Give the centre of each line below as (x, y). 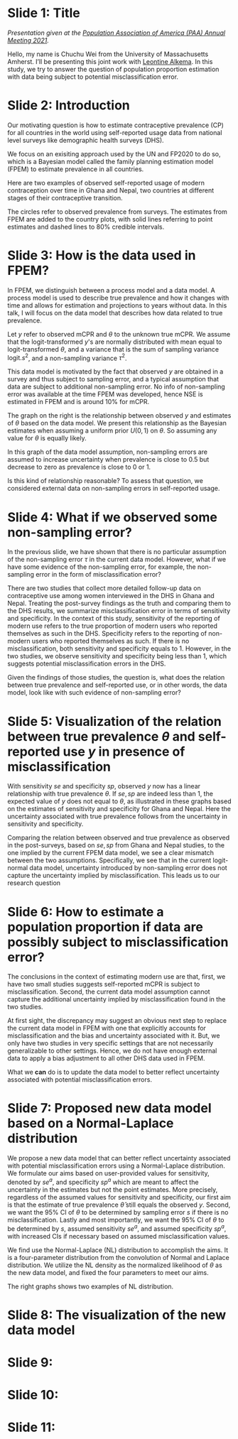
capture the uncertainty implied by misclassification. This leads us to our (114, 876)
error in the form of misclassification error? (98, 575)
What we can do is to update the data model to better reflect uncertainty (114, 1072)
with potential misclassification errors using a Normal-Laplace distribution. (116, 1166)
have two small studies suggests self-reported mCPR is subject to (104, 984)
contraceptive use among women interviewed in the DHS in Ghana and (111, 596)
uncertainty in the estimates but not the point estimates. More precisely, (113, 1189)
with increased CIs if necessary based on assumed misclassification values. (119, 1236)
